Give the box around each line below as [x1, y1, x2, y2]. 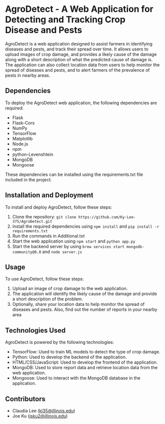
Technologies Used [5, 326, 66, 335]
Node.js [12, 141, 29, 147]
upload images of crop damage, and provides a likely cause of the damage [5, 51, 157, 57]
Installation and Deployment [5, 191, 94, 200]
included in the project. [5, 176, 52, 182]
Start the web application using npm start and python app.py [12, 238, 135, 244]
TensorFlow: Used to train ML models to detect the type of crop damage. [12, 349, 161, 355]
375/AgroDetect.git [12, 219, 53, 224]
